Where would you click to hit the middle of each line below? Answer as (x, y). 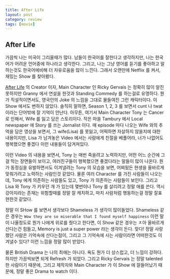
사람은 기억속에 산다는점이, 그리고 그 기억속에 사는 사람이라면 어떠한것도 (86, 235)
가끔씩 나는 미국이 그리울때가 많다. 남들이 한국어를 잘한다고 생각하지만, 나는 (80, 57)
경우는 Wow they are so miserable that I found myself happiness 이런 (84, 216)
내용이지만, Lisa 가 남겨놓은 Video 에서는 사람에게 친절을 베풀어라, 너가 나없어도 (84, 138)
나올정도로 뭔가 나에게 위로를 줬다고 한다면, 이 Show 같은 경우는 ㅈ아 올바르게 (87, 223)
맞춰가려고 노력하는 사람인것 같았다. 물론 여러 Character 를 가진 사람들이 (77, 174)
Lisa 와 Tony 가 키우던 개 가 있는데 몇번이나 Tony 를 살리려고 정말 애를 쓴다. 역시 (85, 187)
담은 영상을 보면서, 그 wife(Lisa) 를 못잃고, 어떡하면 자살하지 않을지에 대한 (88, 132)
